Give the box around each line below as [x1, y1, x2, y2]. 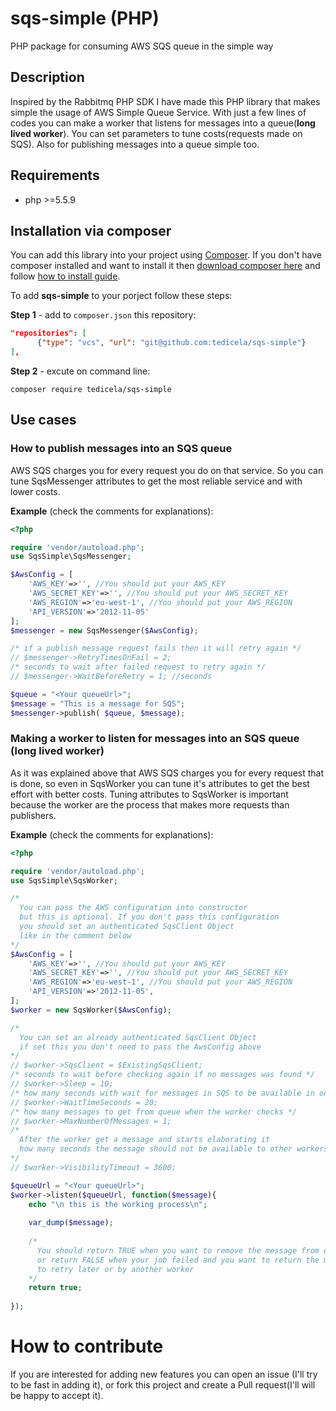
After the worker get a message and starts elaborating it [19, 1135, 271, 1145]
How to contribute [10, 1335, 164, 1358]
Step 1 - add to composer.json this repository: [10, 309, 197, 321]
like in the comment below [19, 930, 132, 941]
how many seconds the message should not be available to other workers [19, 1144, 329, 1154]
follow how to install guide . [10, 270, 121, 282]
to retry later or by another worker [36, 1264, 195, 1274]
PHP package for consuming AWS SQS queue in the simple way [10, 40, 274, 52]
